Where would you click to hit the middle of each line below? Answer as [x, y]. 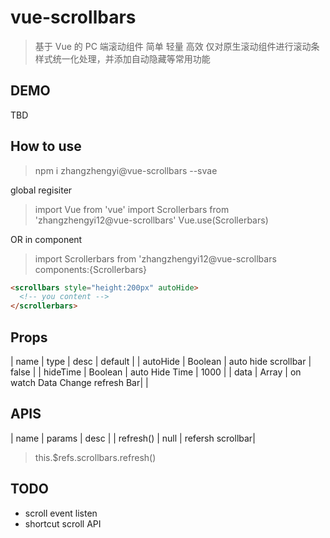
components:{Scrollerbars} [91, 269]
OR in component [46, 239]
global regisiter [41, 190]
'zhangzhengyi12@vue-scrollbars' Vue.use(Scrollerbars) [151, 220]
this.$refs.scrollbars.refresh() [95, 457]
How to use [46, 146]
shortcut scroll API [63, 523]
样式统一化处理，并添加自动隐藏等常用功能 [122, 58]
